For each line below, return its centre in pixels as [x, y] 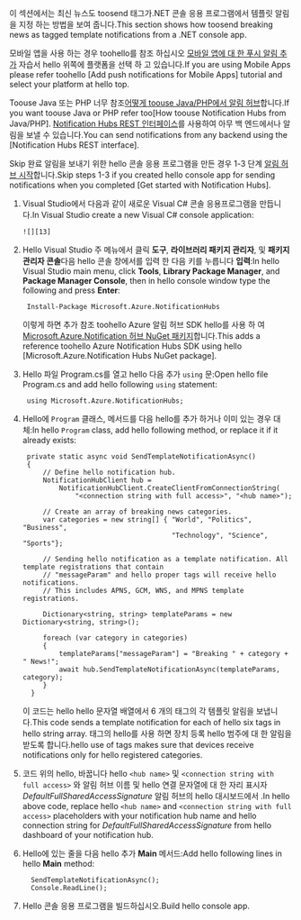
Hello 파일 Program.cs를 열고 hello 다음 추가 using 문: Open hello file [145, 374]
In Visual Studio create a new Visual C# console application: [143, 215]
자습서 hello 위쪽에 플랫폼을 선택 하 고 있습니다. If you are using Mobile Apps [155, 64]
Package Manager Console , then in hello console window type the [146, 281]
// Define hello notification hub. [109, 472]
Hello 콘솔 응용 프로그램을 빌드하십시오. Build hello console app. [136, 906]
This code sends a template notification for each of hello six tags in [156, 722]
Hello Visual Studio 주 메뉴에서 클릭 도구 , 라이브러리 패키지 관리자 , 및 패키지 [156, 250]
